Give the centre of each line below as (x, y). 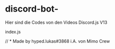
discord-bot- (32, 9)
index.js (13, 32)
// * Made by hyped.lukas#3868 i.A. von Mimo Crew (57, 41)
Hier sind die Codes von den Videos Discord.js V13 (56, 22)
